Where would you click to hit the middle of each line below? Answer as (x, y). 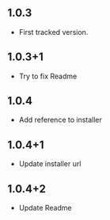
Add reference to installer (60, 120)
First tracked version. (53, 32)
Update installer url (50, 164)
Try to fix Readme (48, 76)
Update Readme (45, 208)
